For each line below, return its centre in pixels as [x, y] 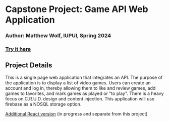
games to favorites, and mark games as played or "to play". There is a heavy [84, 93]
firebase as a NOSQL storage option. [43, 104]
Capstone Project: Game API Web [77, 9]
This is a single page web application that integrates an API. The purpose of [84, 77]
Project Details [29, 66]
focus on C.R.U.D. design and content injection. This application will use [80, 98]
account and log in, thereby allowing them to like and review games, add [80, 88]
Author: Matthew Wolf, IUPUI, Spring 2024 [58, 36]
